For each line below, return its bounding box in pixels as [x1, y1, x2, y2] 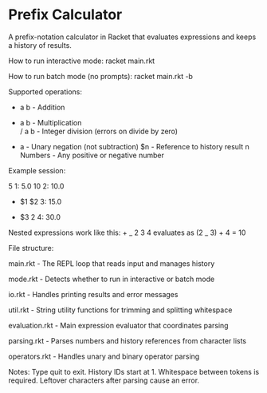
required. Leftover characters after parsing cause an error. [8, 375, 200, 385]
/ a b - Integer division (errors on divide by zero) [19, 126, 178, 136]
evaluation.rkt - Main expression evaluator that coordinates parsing [8, 320, 229, 330]
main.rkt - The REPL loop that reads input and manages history [8, 258, 215, 268]
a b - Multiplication [19, 117, 82, 127]
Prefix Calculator [8, 6, 123, 24]
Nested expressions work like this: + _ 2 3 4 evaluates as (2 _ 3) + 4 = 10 [8, 228, 246, 237]
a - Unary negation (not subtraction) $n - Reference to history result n [19, 141, 249, 151]
